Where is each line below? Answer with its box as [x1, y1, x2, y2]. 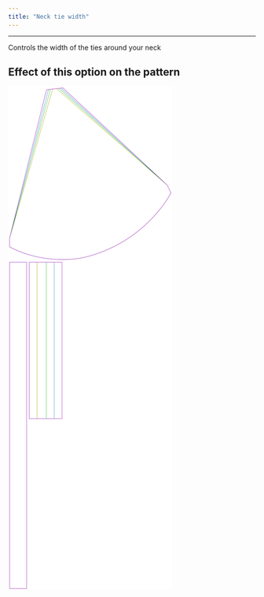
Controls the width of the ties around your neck [8, 42, 161, 52]
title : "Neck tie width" [8, 13, 90, 20]
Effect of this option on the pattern [8, 65, 181, 79]
